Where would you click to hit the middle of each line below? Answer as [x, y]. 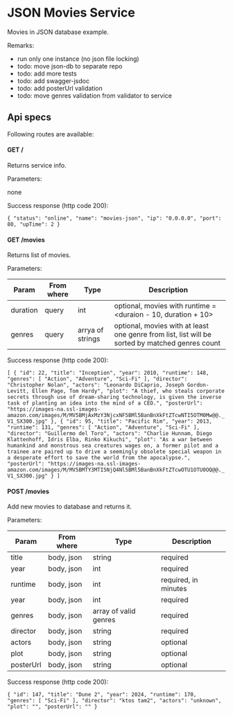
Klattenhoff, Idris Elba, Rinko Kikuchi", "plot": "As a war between [110, 440]
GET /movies [26, 240]
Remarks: [21, 45]
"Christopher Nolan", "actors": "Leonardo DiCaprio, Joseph [96, 385]
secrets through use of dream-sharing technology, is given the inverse [114, 397]
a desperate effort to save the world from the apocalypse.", [99, 458]
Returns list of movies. [39, 255]
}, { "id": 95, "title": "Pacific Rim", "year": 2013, [132, 422]
